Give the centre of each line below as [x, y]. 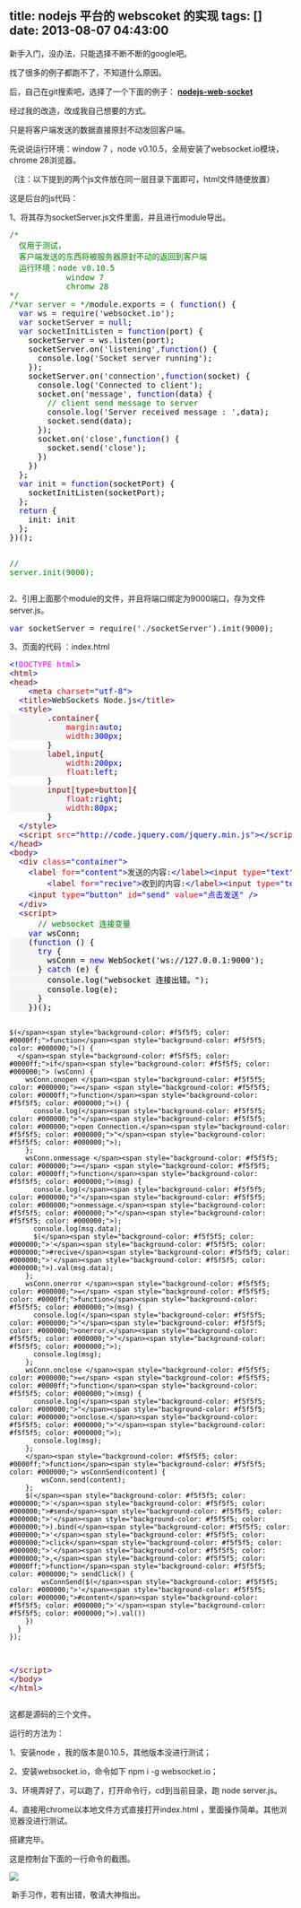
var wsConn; [54, 933]
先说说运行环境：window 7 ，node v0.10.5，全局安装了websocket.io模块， [146, 148]
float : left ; [92, 771]
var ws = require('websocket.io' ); [97, 313]
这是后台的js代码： [44, 198]
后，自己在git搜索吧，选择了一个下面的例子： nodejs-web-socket [131, 91]
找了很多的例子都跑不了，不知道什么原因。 [88, 72]
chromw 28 [87, 286]
